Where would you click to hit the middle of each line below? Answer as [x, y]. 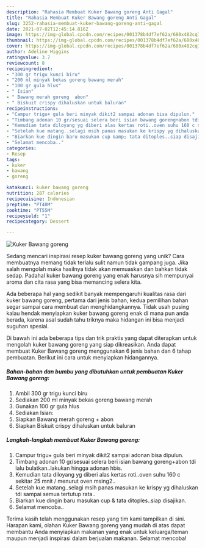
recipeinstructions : [33, 108]
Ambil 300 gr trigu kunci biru [51, 394]
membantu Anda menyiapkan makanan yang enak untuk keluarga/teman [97, 532]
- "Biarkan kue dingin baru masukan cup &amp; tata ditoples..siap [94, 137]
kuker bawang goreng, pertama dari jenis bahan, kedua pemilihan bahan [97, 300]
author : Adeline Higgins [38, 52]
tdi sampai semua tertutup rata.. [55, 494]
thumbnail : [20, 40]
